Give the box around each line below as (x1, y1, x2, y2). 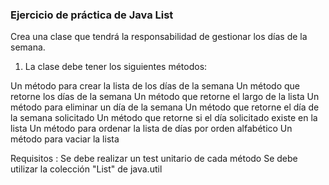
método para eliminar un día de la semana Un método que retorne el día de (10, 101, 320, 113)
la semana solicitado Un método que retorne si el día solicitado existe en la (10, 112, 318, 124)
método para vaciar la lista (10, 133, 120, 145)
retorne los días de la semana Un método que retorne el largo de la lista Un (10, 91, 320, 103)
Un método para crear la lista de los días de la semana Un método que (10, 80, 300, 92)
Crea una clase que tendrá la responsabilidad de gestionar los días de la (10, 31, 308, 43)
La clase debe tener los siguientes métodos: (24, 61, 208, 73)
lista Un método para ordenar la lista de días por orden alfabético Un (10, 123, 293, 135)
